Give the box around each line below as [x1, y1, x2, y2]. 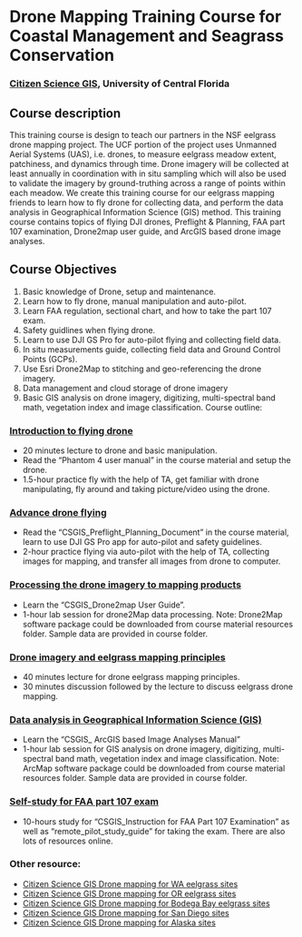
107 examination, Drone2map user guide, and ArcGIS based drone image [9, 225, 281, 237]
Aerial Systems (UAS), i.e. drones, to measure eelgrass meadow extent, [9, 148, 277, 160]
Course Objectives [9, 261, 118, 278]
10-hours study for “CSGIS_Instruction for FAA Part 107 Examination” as [22, 815, 290, 827]
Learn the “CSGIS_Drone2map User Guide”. [22, 599, 186, 610]
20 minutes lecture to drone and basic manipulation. [22, 445, 218, 456]
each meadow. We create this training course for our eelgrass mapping [9, 187, 275, 198]
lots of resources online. [22, 835, 113, 846]
